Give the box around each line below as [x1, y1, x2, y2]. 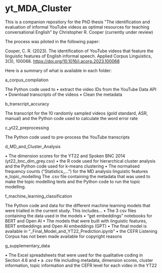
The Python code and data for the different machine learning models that [5, 202, 151, 208]
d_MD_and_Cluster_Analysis [5, 143, 61, 149]
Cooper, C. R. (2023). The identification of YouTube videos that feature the [5, 48, 154, 54]
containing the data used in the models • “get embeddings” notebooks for [5, 212, 152, 218]
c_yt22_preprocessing [5, 124, 49, 131]
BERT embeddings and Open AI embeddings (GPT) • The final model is [5, 223, 147, 229]
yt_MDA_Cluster [5, 3, 72, 14]
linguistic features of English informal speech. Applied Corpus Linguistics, [5, 53, 152, 59]
